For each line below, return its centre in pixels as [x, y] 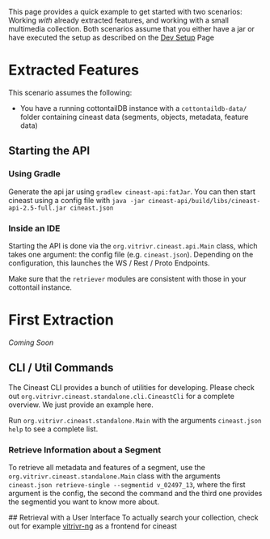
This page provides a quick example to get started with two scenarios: [125, 12]
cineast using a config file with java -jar [77, 200]
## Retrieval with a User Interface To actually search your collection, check [133, 517]
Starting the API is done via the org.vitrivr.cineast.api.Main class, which [133, 245]
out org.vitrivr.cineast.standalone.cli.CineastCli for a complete [121, 396]
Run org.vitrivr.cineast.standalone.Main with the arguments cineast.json [135, 420]
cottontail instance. [40, 287]
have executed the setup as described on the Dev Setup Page [112, 37]
